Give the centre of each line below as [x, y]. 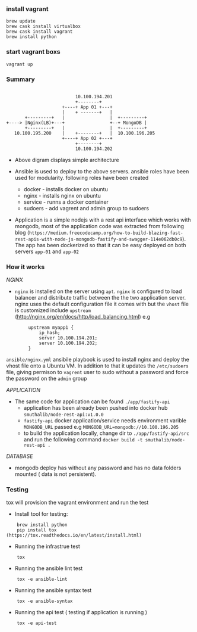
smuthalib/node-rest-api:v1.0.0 [63, 415]
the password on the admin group [47, 379]
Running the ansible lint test [49, 568]
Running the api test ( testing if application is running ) [81, 612]
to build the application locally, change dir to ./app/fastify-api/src [107, 433]
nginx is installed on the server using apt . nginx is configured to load [98, 291]
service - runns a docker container [66, 202]
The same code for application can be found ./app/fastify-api [92, 401]
